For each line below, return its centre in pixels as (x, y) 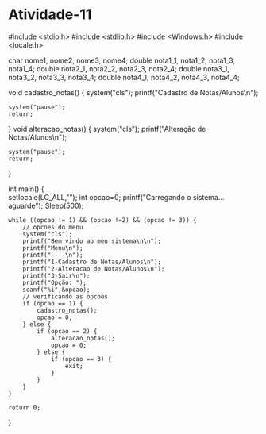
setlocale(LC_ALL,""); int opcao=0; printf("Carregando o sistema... (116, 197)
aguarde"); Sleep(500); (46, 205)
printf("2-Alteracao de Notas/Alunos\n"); (94, 269)
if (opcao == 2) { (67, 331)
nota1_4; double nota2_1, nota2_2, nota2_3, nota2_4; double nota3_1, (119, 68)
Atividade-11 (50, 15)
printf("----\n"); (53, 255)
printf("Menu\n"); (53, 248)
